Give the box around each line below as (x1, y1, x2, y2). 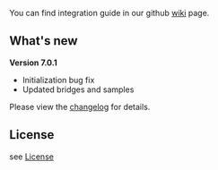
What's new (9, 33, 78, 48)
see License (9, 151, 54, 162)
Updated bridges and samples (22, 84, 135, 95)
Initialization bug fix (22, 74, 95, 85)
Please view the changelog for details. (9, 101, 151, 112)
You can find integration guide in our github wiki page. (9, 8, 210, 18)
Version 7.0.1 (9, 57, 58, 68)
